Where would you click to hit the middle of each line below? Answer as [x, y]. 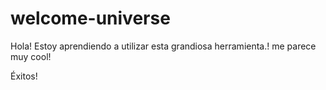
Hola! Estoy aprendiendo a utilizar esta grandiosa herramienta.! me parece [163, 46]
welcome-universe [90, 18]
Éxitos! [24, 76]
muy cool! [31, 56]
